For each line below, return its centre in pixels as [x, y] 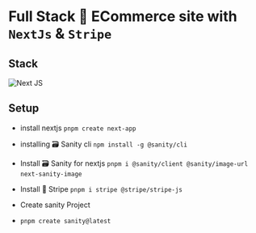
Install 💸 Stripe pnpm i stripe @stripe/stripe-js [101, 189]
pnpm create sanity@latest [65, 221]
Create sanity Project [55, 205]
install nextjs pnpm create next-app [78, 128]
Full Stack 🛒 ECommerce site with [123, 17]
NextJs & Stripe [60, 34]
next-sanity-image [51, 174]
